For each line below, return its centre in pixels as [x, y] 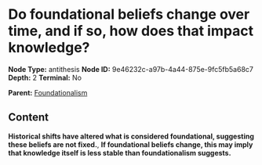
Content [29, 118]
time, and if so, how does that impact [131, 31]
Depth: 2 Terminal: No [45, 77]
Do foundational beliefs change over [129, 14]
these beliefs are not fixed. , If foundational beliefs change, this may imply [131, 144]
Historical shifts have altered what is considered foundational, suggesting [131, 136]
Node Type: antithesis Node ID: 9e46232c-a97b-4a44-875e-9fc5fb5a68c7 [131, 69]
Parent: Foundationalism [48, 92]
